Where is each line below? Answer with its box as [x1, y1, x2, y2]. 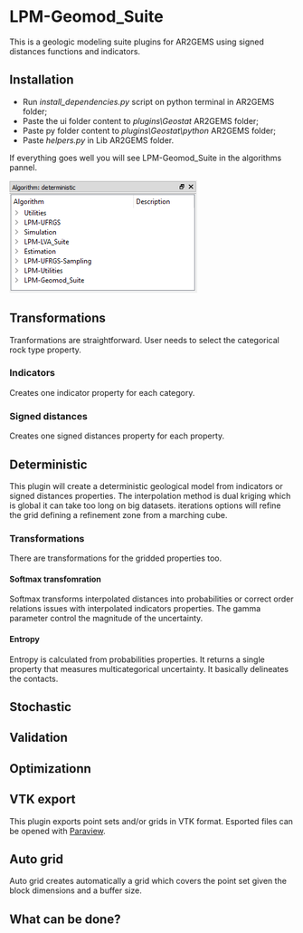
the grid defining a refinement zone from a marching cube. [9, 509, 228, 520]
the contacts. [9, 673, 59, 684]
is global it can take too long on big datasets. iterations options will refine [9, 500, 282, 511]
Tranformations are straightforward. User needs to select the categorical [9, 334, 280, 345]
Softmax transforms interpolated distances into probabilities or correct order [9, 593, 294, 604]
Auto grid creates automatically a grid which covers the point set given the [9, 876, 288, 887]
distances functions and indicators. [9, 45, 141, 56]
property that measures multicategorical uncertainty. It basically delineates [9, 663, 289, 674]
